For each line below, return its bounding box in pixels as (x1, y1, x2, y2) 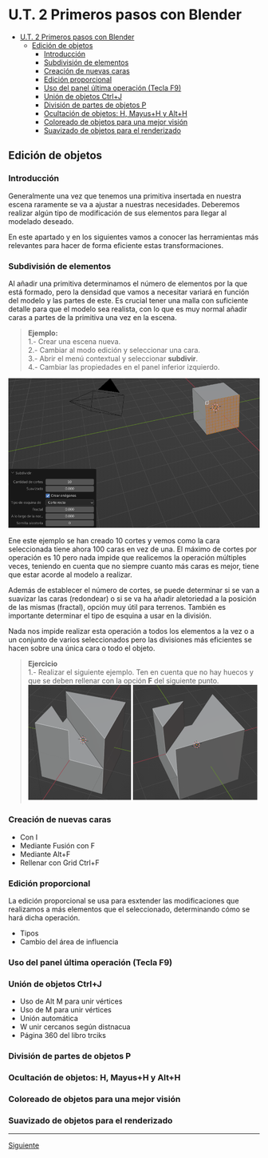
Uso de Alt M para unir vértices (19, 996, 123, 1006)
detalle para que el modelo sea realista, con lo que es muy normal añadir (8, 304, 247, 314)
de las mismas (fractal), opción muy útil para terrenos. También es (8, 602, 227, 611)
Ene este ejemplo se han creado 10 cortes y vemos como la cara (8, 535, 221, 545)
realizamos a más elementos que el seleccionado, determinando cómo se (8, 904, 250, 914)
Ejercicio (27, 659, 58, 668)
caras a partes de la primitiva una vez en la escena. (8, 312, 177, 322)
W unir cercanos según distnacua (19, 1022, 131, 1032)
